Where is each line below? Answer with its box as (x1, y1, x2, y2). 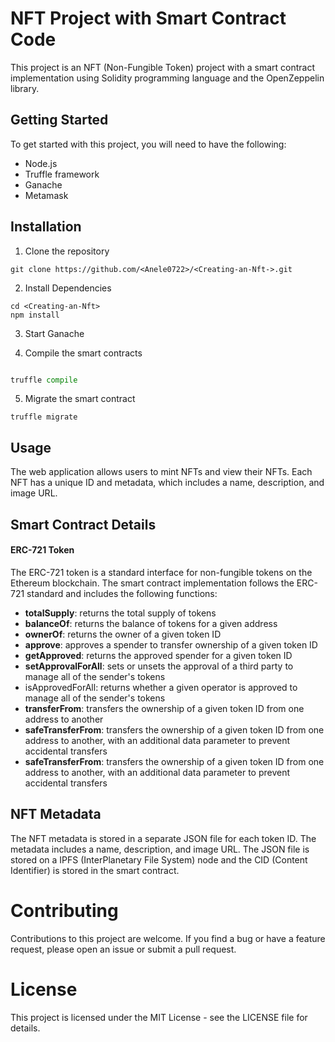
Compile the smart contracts (24, 347, 143, 359)
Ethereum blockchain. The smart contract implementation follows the (10, 577, 295, 589)
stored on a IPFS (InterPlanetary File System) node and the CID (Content (10, 853, 308, 866)
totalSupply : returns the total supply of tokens (24, 607, 217, 619)
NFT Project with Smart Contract (10, 7, 287, 30)
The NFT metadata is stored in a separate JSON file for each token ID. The (10, 832, 317, 844)
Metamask (24, 189, 69, 201)
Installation (10, 218, 82, 236)
